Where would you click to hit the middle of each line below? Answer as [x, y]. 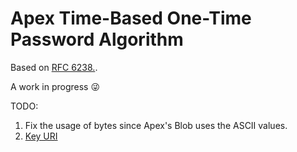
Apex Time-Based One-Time [131, 18]
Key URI [41, 136]
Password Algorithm [97, 39]
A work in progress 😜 [55, 86]
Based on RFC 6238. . [54, 67]
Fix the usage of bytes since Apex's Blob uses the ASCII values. [156, 125]
